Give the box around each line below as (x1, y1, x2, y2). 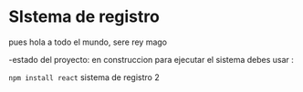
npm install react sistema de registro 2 (8, 71, 161, 83)
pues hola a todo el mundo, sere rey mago (8, 36, 168, 47)
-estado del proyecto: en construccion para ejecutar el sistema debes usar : (8, 54, 294, 65)
